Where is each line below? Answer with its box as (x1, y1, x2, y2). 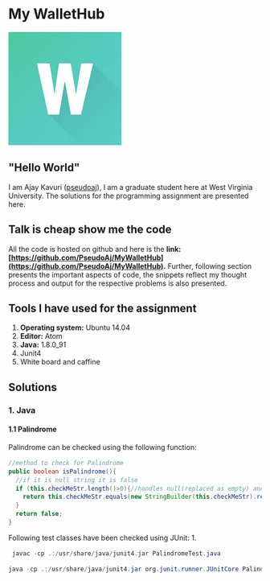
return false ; (15, 510, 63, 518)
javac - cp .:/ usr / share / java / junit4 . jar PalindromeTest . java (11, 549, 221, 558)
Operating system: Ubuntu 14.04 (19, 323, 131, 332)
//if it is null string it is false (15, 476, 138, 484)
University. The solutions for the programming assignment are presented (8, 191, 249, 200)
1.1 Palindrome (8, 424, 58, 435)
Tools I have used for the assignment (8, 301, 197, 315)
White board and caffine (19, 357, 100, 367)
